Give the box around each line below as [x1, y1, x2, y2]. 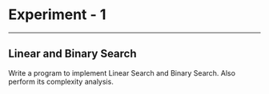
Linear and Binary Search [8, 47, 138, 61]
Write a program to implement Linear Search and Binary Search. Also [8, 68, 236, 77]
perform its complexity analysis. [8, 76, 114, 86]
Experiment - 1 [8, 6, 106, 24]
